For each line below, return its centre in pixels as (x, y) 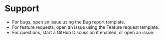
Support (22, 9)
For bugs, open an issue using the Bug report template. (69, 22)
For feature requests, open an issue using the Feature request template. (85, 27)
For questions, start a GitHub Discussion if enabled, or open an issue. (83, 32)
